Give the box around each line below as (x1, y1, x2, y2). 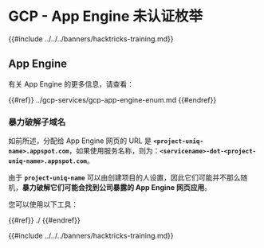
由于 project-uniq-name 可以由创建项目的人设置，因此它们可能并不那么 (8, 172, 241, 183)
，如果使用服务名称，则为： (69, 146, 160, 156)
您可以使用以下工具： (8, 200, 78, 209)
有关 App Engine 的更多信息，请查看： (8, 79, 134, 88)
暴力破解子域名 (8, 116, 66, 127)
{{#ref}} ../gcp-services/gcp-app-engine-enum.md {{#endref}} (8, 95, 217, 104)
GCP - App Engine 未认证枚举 (8, 7, 203, 25)
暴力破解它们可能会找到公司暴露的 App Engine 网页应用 (22, 183, 205, 192)
